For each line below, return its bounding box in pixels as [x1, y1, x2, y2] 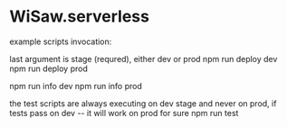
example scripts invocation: [9, 36, 112, 47]
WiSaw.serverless [9, 6, 149, 27]
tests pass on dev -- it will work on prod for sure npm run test [9, 107, 239, 118]
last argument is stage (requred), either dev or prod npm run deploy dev [9, 53, 278, 64]
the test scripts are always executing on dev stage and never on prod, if [9, 97, 277, 109]
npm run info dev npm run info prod [9, 80, 142, 91]
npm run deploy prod [9, 63, 89, 74]
